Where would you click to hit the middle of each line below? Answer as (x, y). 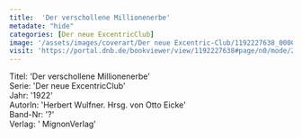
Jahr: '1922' (31, 96)
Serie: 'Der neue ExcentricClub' (67, 86)
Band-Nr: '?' (32, 115)
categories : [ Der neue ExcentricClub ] (82, 34)
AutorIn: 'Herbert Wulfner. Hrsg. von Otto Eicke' (98, 105)
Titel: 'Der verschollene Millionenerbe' (80, 76)
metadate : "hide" (42, 26)
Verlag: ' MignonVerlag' (53, 124)
